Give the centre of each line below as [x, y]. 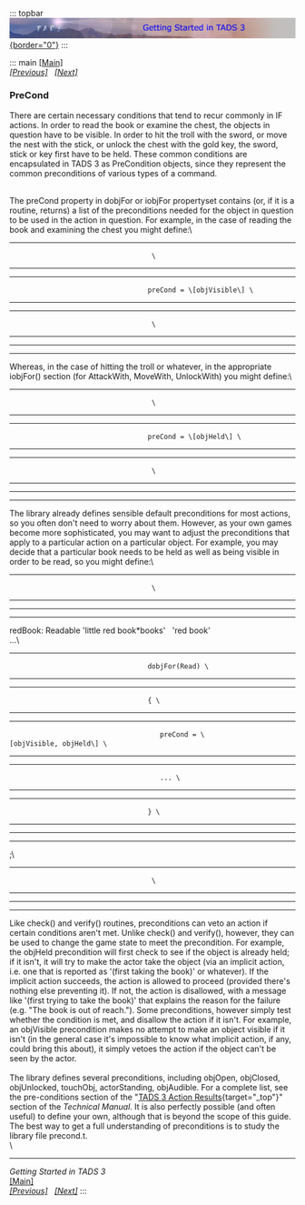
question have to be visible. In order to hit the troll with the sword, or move [148, 135]
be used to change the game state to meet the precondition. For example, [147, 942]
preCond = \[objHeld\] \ [195, 437]
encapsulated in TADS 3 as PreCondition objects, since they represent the [148, 164]
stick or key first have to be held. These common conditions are [128, 154]
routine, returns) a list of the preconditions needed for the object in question [152, 210]
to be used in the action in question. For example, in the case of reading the [151, 220]
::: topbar [26, 13]
